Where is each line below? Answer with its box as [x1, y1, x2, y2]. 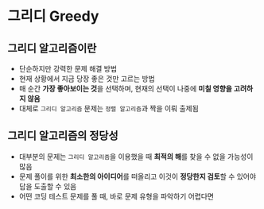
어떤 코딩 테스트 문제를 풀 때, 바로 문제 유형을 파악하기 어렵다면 [18, 192, 214, 201]
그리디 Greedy [7, 7, 99, 25]
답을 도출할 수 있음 [18, 181, 77, 191]
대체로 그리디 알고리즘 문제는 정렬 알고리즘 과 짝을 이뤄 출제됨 [18, 104, 200, 113]
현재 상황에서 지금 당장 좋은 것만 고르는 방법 [18, 74, 156, 83]
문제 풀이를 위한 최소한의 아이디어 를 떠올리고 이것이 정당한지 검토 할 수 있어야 [18, 172, 256, 181]
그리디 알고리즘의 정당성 [7, 129, 118, 143]
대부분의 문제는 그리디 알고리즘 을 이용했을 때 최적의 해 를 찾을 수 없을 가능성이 [18, 152, 254, 161]
